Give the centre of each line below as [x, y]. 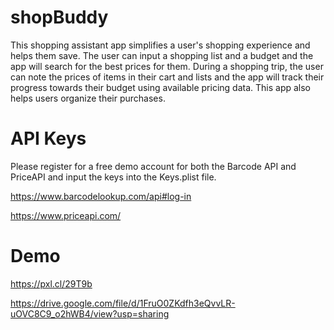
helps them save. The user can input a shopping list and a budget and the [162, 55]
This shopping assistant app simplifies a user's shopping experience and [160, 45]
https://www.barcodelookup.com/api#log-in [101, 196]
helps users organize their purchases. [88, 98]
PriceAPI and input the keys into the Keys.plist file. [113, 177]
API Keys [48, 138]
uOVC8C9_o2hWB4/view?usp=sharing [90, 313]
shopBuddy [59, 17]
